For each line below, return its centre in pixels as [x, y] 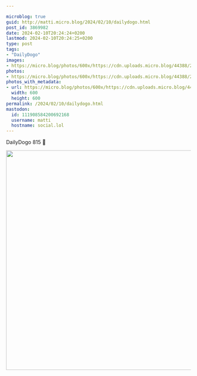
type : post [19, 44]
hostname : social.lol [38, 126]
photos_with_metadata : [34, 82]
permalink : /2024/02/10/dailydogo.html [55, 104]
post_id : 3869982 [27, 28]
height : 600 [26, 98]
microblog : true [26, 16]
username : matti [31, 120]
